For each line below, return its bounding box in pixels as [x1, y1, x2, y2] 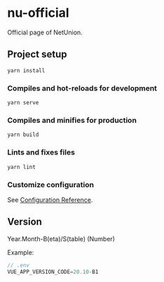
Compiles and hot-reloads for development [7, 83, 158, 93]
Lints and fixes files [7, 147, 76, 157]
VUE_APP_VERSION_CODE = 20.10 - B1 [7, 268, 99, 275]
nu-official [7, 5, 69, 21]
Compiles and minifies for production [7, 115, 137, 125]
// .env [7, 262, 30, 269]
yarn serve [7, 100, 39, 107]
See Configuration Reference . [7, 195, 93, 204]
